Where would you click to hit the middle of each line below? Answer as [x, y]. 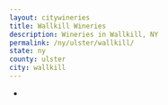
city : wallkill [38, 68]
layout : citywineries [50, 17]
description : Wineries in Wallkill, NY [84, 34]
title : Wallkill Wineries [57, 26]
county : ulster [38, 59]
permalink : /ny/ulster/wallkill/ [72, 43]
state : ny [28, 51]
